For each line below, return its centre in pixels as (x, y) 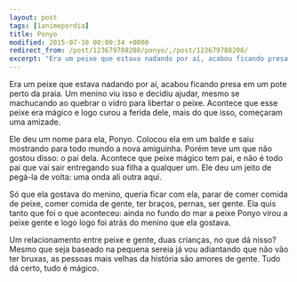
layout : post (33, 17)
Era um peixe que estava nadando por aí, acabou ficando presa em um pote (148, 84)
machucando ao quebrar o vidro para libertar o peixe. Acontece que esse (144, 103)
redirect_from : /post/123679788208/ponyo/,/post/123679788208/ (129, 51)
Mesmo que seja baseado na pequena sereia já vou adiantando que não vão (149, 249)
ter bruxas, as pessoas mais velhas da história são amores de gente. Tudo (145, 258)
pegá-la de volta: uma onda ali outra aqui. (85, 177)
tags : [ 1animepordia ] (49, 26)
